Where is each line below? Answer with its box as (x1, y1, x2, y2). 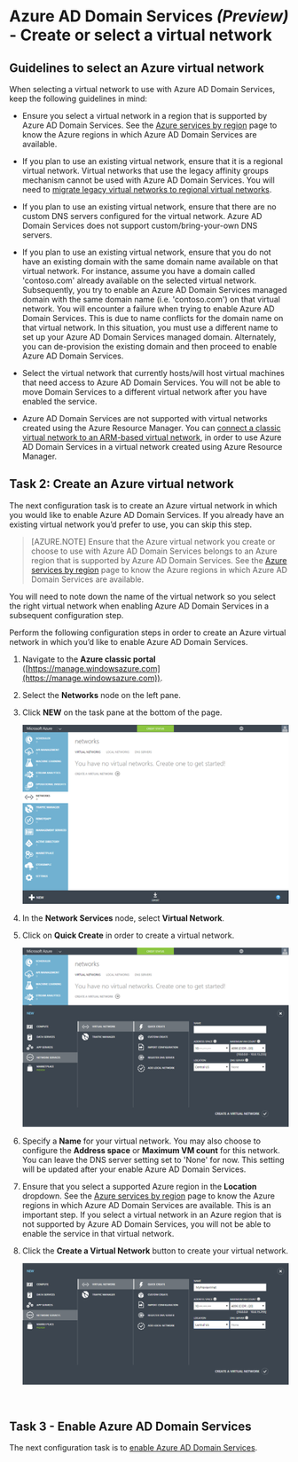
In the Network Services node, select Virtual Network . (21, 912, 224, 924)
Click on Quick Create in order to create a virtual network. (21, 930, 235, 940)
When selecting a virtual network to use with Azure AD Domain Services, (9, 84, 276, 94)
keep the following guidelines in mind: (9, 93, 148, 104)
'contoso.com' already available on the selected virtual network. (21, 275, 257, 286)
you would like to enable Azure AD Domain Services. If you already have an (9, 509, 285, 520)
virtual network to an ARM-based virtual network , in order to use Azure (21, 432, 282, 443)
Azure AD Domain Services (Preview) (9, 6, 289, 27)
